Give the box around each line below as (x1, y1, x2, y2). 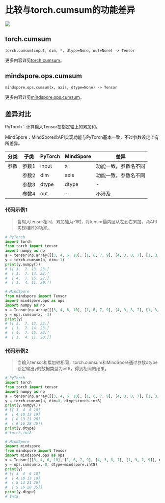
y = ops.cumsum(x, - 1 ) (5, 312, 52, 317)
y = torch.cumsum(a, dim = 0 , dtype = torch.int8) (5, 398, 102, 403)
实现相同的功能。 (17, 225, 52, 231)
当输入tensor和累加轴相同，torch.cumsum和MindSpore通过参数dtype (17, 359, 158, 365)
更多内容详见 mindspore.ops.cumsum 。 (5, 94, 84, 100)
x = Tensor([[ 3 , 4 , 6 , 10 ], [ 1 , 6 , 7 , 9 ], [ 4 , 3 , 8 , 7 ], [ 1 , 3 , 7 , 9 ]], (5, 458, 157, 463)
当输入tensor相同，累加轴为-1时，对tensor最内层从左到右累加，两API (17, 218, 157, 224)
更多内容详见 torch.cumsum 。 (5, 57, 65, 63)
